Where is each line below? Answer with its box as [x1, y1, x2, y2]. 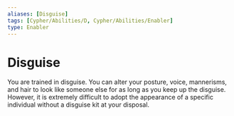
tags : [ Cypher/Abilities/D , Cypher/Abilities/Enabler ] [7, 17, 174, 24]
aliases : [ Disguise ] [7, 10, 69, 18]
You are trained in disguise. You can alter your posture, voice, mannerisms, [7, 78, 228, 86]
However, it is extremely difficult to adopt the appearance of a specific [7, 93, 213, 102]
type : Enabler [7, 23, 50, 31]
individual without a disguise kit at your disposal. [7, 100, 150, 109]
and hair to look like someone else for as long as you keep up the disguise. [7, 85, 226, 94]
